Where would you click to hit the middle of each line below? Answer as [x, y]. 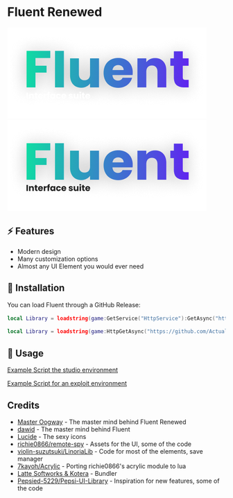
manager [30, 458]
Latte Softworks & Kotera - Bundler [67, 473]
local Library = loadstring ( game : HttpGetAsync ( [77, 332]
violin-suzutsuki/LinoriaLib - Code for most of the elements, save [110, 451]
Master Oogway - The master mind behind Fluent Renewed [102, 422]
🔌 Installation [36, 288]
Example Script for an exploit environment [67, 384]
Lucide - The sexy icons [52, 436]
